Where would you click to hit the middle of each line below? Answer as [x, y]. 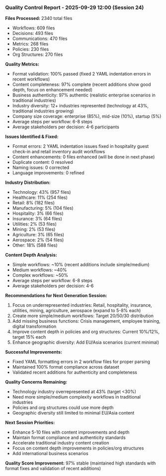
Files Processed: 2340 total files [39, 18]
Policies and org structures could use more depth [63, 408]
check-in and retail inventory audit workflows [59, 152]
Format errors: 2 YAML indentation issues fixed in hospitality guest [81, 146]
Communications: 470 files [40, 38]
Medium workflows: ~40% [40, 270]
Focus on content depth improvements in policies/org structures [78, 448]
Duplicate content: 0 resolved [42, 162]
